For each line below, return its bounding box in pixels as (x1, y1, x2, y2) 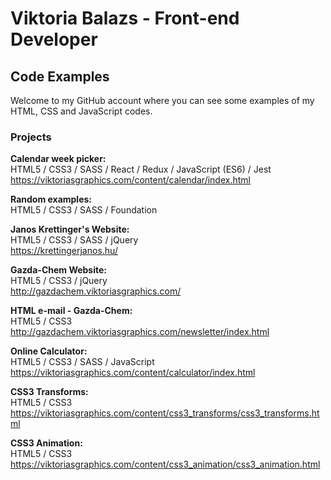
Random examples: (10, 193, 93, 206)
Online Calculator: (10, 345, 88, 357)
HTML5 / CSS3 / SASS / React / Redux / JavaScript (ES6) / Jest (10, 163, 272, 176)
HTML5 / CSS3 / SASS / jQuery (10, 234, 139, 246)
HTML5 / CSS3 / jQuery (10, 275, 108, 287)
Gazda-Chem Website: (10, 264, 108, 276)
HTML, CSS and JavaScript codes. (10, 105, 153, 117)
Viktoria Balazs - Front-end (10, 7, 240, 30)
